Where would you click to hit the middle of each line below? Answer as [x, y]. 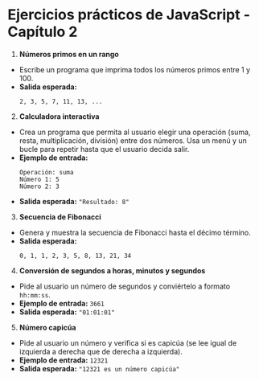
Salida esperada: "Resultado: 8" [74, 201]
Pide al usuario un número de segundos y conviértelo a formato [125, 286]
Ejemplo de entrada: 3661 [62, 303]
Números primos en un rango [69, 54]
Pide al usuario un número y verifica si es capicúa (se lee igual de [128, 342]
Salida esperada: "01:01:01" [67, 312]
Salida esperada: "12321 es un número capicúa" [99, 368]
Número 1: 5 [39, 179]
